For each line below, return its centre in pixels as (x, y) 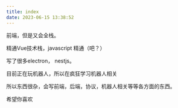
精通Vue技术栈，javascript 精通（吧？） (56, 48)
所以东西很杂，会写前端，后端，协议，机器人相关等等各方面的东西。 (91, 86)
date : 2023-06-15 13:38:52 (40, 17)
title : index (23, 12)
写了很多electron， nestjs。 (41, 61)
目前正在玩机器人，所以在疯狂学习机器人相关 (62, 73)
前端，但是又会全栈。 (33, 35)
